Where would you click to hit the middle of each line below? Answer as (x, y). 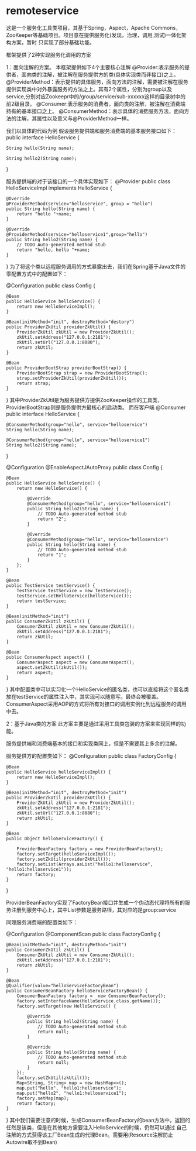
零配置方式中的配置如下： (37, 274)
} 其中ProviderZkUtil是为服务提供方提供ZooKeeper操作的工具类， (84, 400)
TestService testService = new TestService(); (74, 590)
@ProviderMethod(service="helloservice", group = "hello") (80, 204)
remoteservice (42, 11)
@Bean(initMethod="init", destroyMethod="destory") (70, 322)
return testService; (42, 601)
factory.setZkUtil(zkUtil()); (54, 1078)
